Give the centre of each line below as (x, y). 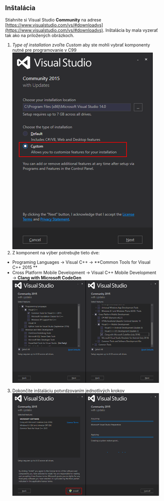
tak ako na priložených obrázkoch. (40, 35)
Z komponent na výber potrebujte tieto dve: (56, 252)
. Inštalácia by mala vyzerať (130, 30)
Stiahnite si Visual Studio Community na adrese (53, 20)
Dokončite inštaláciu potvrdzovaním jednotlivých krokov (68, 391)
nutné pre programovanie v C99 (44, 50)
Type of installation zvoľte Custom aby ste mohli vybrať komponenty (81, 45)
